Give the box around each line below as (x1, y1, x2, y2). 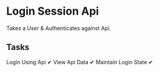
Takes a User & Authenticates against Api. (6, 24, 111, 32)
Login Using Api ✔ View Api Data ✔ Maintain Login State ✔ (6, 58, 154, 65)
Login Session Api (6, 4, 99, 18)
